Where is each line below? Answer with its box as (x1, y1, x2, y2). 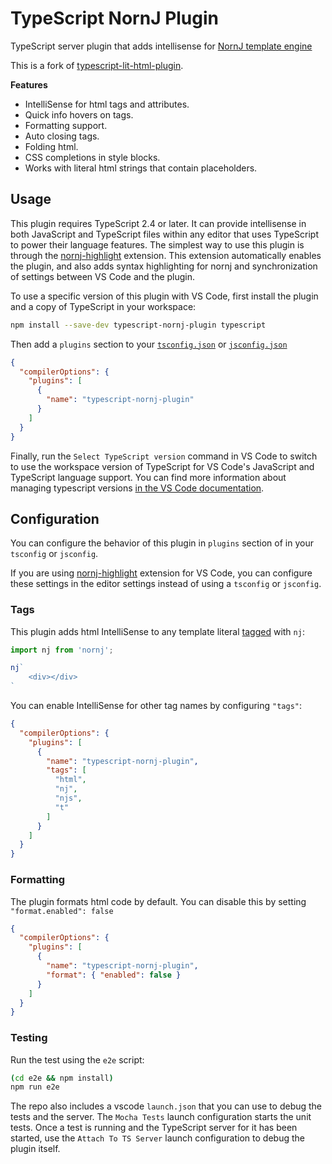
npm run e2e (10, 1082, 60, 1092)
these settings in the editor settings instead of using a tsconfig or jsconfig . (10, 578, 322, 590)
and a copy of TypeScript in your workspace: (10, 300, 197, 312)
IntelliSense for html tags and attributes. (24, 98, 190, 110)
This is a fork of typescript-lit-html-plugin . (10, 59, 184, 71)
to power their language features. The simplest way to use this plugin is (10, 238, 305, 251)
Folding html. (24, 140, 79, 152)
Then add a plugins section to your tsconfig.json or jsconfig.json (10, 338, 288, 350)
